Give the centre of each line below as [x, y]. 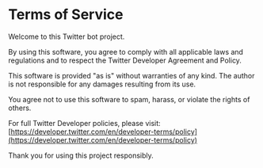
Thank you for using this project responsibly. [81, 155]
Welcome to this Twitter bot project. [67, 36]
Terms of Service [66, 15]
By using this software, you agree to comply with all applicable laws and [126, 52]
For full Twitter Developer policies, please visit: [84, 123]
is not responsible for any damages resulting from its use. [102, 84]
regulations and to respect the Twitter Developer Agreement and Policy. [125, 60]
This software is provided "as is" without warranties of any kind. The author [131, 75]
